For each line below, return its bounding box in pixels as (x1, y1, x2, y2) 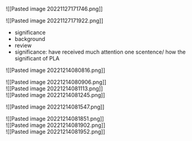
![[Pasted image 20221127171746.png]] (6, 5, 103, 12)
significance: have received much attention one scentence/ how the (14, 48, 186, 56)
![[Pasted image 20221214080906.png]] (6, 79, 106, 85)
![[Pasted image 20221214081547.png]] (6, 103, 105, 110)
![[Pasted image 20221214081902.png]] (6, 121, 106, 129)
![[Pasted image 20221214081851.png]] (6, 115, 105, 122)
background (14, 35, 45, 42)
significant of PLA (14, 55, 60, 62)
